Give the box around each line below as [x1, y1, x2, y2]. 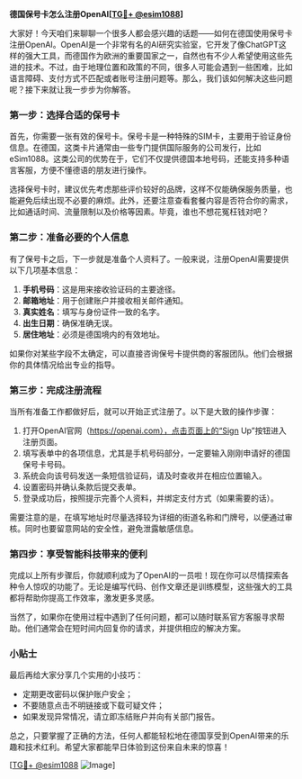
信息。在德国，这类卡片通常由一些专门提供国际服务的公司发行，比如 [9, 142, 262, 153]
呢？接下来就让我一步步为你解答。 [9, 85, 136, 95]
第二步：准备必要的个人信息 [9, 231, 129, 244]
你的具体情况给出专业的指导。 [9, 359, 120, 370]
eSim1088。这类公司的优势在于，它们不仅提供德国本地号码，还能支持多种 [9, 153, 282, 165]
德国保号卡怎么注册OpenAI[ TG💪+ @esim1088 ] [9, 9, 184, 19]
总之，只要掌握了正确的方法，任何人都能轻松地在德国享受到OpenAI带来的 [9, 730, 281, 741]
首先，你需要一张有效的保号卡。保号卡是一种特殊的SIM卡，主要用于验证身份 [9, 131, 292, 142]
